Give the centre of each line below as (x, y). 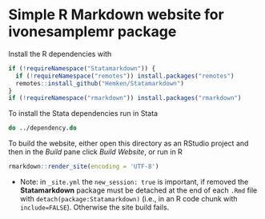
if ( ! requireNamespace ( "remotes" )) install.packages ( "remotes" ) (125, 76)
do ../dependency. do (43, 128)
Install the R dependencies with (60, 54)
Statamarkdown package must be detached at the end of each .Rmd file (139, 190)
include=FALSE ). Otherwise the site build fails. (94, 207)
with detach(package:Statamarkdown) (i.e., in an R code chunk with (128, 199)
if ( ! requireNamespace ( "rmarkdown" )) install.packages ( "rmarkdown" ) (125, 98)
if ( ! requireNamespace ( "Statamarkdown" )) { (82, 68)
